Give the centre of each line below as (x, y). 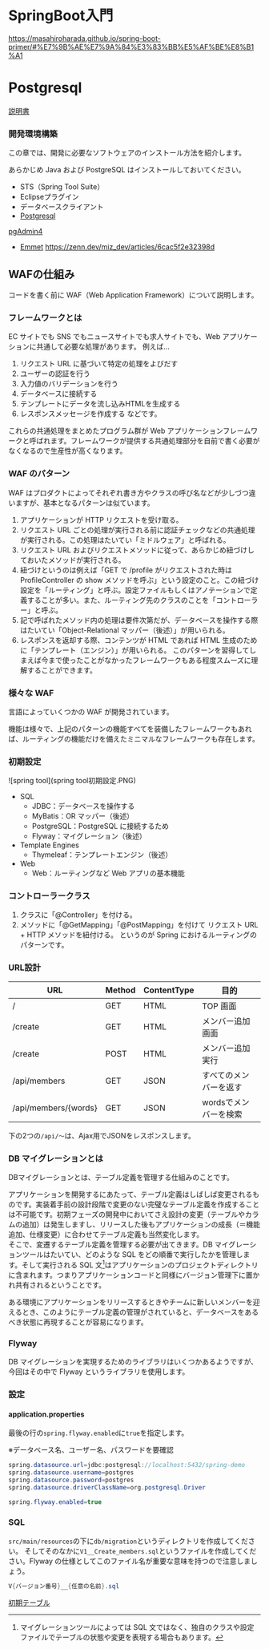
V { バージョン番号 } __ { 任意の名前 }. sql (64, 1586)
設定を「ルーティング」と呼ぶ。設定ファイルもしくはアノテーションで (135, 590)
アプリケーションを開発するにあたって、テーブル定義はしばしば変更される (130, 1194)
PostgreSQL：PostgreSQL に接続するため (100, 827)
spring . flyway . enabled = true (55, 1502)
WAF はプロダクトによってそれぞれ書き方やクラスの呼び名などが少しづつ (129, 492)
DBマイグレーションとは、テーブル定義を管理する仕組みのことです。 (121, 1178)
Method (120, 990)
